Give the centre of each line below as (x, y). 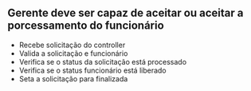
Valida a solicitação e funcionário (73, 53)
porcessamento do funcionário (86, 26)
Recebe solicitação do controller (72, 45)
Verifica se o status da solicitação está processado (103, 61)
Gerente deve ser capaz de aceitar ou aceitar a (125, 13)
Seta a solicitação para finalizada (73, 78)
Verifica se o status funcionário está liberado (92, 70)
